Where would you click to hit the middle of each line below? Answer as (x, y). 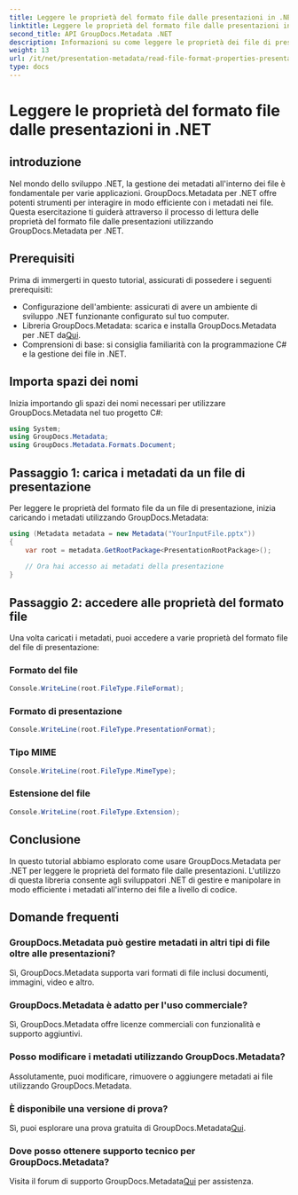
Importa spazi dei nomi (74, 382)
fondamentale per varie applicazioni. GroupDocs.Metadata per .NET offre (143, 193)
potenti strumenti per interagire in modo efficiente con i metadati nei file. (141, 202)
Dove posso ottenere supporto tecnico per (102, 1151)
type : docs (29, 67)
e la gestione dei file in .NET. (74, 354)
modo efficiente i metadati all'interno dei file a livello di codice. (123, 889)
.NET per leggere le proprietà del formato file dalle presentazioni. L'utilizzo (145, 870)
